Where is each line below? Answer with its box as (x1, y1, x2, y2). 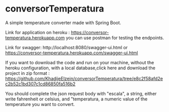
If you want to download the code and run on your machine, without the (5, 59, 154, 65)
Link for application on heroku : (5, 29, 70, 35)
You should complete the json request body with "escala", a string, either (5, 90, 157, 96)
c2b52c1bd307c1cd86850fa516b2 (5, 81, 76, 87)
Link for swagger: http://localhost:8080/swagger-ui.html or (5, 44, 128, 50)
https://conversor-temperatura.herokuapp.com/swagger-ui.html (5, 50, 138, 56)
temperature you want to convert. (5, 101, 75, 107)
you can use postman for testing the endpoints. (66, 35, 164, 41)
